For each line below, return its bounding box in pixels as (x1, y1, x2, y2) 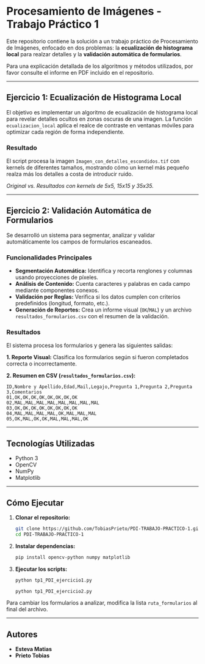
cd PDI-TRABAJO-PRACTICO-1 (15, 531, 84, 537)
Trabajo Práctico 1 (6, 17, 99, 31)
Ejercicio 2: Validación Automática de (6, 206, 151, 216)
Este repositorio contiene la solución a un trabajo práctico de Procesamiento (6, 37, 198, 45)
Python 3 (15, 455, 38, 462)
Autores (6, 629, 38, 640)
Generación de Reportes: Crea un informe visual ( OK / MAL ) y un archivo (15, 306, 192, 313)
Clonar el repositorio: (15, 514, 70, 521)
